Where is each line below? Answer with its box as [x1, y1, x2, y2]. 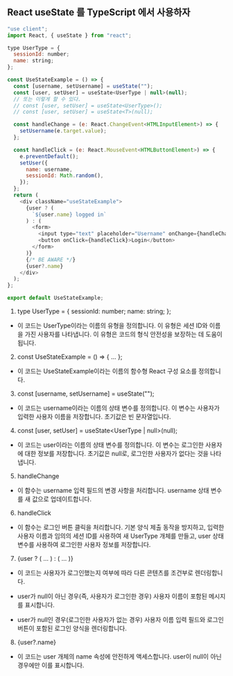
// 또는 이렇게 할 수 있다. [13, 96, 82, 103]
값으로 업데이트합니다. [32, 495, 92, 503]
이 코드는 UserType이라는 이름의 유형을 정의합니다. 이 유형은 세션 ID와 [17, 321, 208, 330]
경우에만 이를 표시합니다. [17, 661, 85, 670]
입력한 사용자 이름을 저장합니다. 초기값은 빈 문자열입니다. [17, 412, 171, 421]
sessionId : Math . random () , [25, 172, 104, 179]
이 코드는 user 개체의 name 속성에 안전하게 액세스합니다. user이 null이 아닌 [17, 652, 222, 661]
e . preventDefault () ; [19, 153, 79, 160]
